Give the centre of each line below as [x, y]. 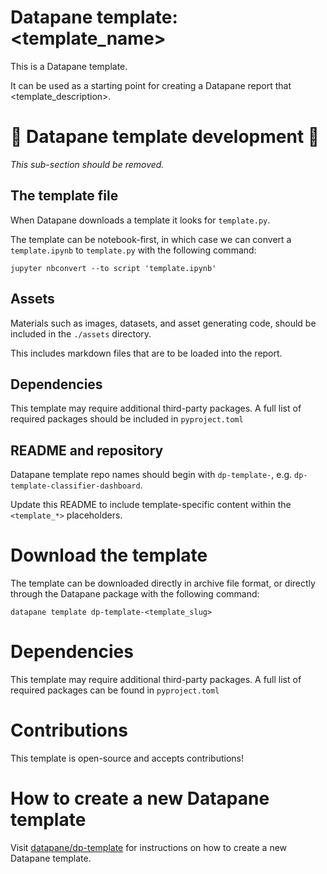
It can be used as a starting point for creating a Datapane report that [151, 85]
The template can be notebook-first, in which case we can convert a [151, 239]
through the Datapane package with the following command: [135, 594]
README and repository [87, 450]
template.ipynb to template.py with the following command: [133, 250]
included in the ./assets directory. [81, 333]
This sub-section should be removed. [87, 164]
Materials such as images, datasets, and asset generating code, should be [163, 323]
